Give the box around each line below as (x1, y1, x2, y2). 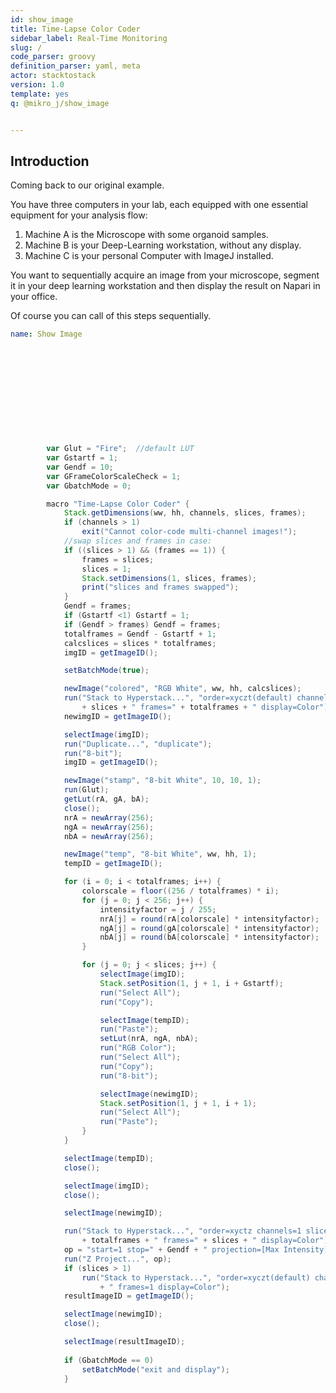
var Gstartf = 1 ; (46, 453, 118, 463)
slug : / (10, 42, 43, 53)
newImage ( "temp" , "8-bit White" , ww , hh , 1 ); (63, 849, 257, 860)
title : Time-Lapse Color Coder (10, 24, 141, 34)
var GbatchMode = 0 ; (46, 481, 132, 491)
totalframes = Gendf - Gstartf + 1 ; (63, 629, 217, 639)
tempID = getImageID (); (63, 859, 163, 869)
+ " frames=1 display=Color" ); (99, 1282, 230, 1292)
